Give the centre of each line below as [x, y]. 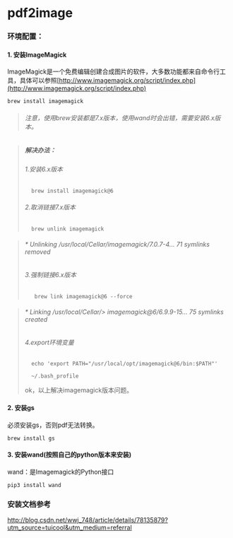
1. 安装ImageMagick [37, 54]
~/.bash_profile [55, 376]
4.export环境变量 [49, 342]
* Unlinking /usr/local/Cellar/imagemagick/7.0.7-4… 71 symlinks [117, 245]
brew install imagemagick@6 [73, 191]
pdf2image [40, 13]
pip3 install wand [34, 485]
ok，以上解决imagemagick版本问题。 [78, 390]
